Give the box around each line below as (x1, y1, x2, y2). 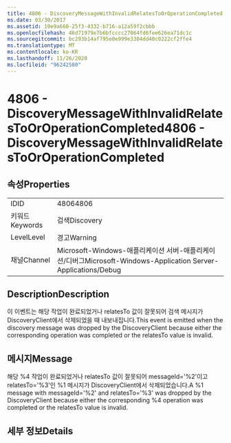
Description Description (7, 289, 110, 300)
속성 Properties (7, 178, 70, 190)
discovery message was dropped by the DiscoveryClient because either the (7, 324, 222, 332)
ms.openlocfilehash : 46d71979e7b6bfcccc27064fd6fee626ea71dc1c (7, 29, 192, 37)
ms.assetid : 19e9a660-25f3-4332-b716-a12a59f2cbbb (7, 23, 155, 30)
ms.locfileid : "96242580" (7, 61, 81, 68)
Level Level (10, 232, 45, 242)
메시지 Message (7, 353, 73, 364)
